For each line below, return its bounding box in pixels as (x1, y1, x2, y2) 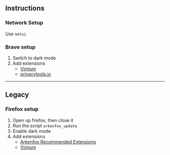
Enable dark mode (12, 128, 51, 134)
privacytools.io (20, 71, 52, 77)
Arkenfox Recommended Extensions (20, 139, 96, 145)
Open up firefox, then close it (12, 117, 73, 123)
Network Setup (5, 19, 44, 26)
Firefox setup (5, 106, 39, 113)
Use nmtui (5, 30, 26, 37)
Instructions (5, 4, 45, 13)
